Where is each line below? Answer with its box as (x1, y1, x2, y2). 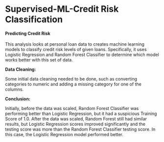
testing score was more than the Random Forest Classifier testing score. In (5, 126, 156, 132)
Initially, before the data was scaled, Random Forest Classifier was (5, 106, 139, 112)
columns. (5, 86, 24, 92)
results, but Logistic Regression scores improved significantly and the (5, 121, 146, 127)
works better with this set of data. (5, 57, 73, 63)
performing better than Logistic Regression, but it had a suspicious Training (5, 111, 157, 116)
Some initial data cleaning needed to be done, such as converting (5, 76, 138, 82)
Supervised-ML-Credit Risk (5, 3, 119, 15)
